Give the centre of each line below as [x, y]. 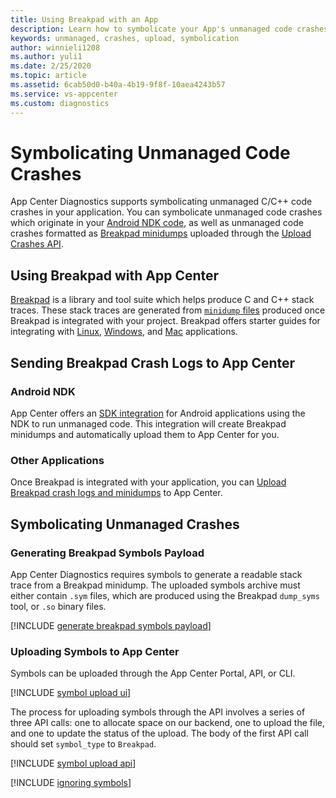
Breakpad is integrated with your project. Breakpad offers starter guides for [165, 321]
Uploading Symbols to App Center [95, 651]
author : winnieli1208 [55, 47]
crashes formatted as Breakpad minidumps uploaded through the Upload [161, 233]
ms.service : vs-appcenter [64, 94]
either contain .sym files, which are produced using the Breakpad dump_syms [165, 595]
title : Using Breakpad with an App [84, 19]
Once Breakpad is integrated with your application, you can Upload [148, 482]
